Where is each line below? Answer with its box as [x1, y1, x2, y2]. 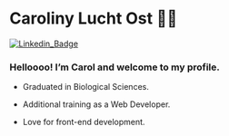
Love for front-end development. [22, 117, 145, 128]
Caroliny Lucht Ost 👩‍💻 [9, 8, 178, 29]
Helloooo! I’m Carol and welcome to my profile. [9, 61, 220, 73]
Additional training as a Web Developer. [22, 99, 171, 110]
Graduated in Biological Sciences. [22, 82, 150, 92]
